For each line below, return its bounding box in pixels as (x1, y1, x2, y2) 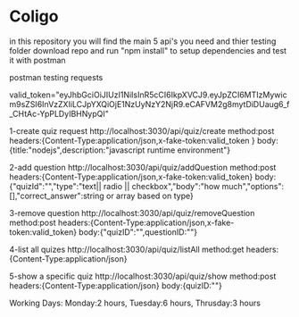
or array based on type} (105, 190, 194, 201)
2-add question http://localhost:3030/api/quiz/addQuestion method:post (9, 162, 277, 172)
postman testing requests (9, 71, 104, 82)
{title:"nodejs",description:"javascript (9, 145, 145, 155)
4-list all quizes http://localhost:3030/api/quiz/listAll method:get (9, 244, 245, 254)
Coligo (9, 6, 59, 27)
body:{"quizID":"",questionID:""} (79, 226, 198, 238)
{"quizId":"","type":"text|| (9, 180, 102, 191)
